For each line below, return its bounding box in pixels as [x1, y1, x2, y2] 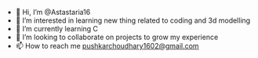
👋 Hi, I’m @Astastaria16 [15, 8, 91, 16]
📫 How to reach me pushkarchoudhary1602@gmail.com [15, 42, 199, 50]
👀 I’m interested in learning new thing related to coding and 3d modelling [15, 16, 251, 25]
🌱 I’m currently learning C [15, 24, 99, 33]
